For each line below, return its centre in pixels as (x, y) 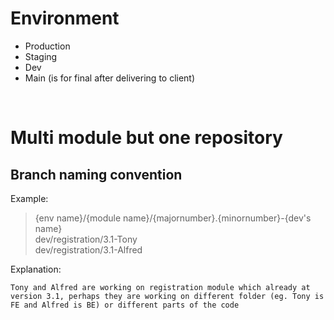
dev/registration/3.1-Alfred (88, 249)
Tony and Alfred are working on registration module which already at (160, 287)
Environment (65, 18)
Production (47, 46)
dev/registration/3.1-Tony (86, 239)
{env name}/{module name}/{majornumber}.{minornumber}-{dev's (173, 218)
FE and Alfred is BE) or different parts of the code (125, 305)
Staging (41, 56)
